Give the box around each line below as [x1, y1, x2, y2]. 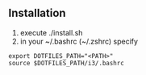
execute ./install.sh [19, 27, 83, 37]
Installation [8, 6, 66, 20]
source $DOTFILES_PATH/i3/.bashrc [8, 59, 125, 67]
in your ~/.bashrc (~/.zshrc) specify [19, 36, 139, 46]
